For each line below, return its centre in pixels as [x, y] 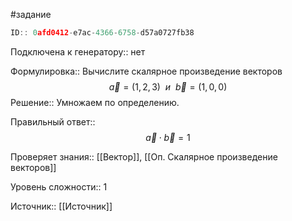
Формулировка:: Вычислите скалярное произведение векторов [146, 71]
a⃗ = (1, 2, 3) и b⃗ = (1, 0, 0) [168, 86]
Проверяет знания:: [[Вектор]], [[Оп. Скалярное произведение [144, 156]
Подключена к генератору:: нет [78, 51]
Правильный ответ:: [53, 121]
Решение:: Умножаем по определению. [95, 102]
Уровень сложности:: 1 [59, 186]
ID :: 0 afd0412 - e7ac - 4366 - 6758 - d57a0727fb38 [102, 33]
